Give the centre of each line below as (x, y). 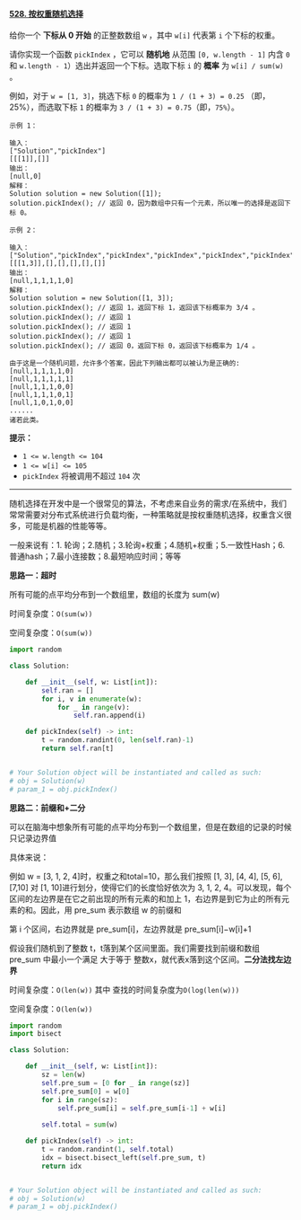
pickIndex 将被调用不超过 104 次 (81, 476)
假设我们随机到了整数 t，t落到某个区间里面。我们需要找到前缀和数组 (135, 948)
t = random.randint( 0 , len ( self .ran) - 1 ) (118, 740)
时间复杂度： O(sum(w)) (51, 614)
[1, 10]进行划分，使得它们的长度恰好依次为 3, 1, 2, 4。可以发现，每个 (166, 887)
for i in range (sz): (80, 1100)
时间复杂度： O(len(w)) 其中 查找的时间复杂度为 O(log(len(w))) (125, 989)
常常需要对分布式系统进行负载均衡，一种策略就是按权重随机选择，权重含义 (146, 515)
